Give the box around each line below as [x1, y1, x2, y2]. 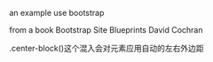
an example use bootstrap [9, 8, 105, 18]
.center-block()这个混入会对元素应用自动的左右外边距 [9, 43, 204, 53]
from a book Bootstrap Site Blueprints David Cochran [9, 25, 203, 35]
